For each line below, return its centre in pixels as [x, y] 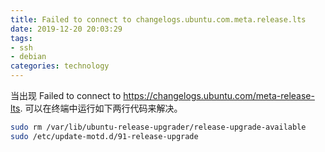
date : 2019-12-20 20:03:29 [66, 29]
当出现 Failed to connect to [66, 95]
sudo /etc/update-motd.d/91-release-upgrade [104, 136]
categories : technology [60, 66]
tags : [21, 38]
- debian [28, 57]
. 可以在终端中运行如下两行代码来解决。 [101, 108]
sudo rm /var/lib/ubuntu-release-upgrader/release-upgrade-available [158, 127]
